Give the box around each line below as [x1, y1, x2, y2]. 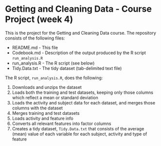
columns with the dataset [12, 105, 63, 111]
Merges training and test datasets [12, 110, 80, 116]
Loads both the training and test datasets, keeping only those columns [12, 89, 153, 95]
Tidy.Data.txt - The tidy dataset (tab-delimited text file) [12, 65, 122, 71]
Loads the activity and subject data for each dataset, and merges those [12, 100, 156, 105]
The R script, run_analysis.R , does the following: [5, 75, 103, 81]
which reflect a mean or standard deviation [12, 94, 98, 101]
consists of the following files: [5, 35, 65, 41]
